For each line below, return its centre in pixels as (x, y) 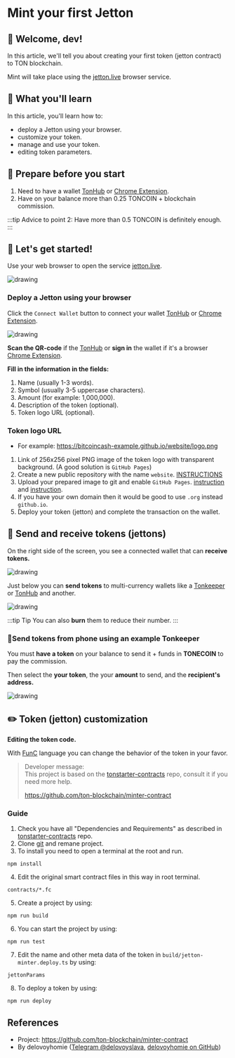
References (33, 1022)
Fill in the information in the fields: (58, 369)
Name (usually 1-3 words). (55, 382)
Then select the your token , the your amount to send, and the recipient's (114, 675)
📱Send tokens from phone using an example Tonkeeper (103, 638)
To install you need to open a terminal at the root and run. (100, 851)
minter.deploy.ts (43, 963)
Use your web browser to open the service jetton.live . (85, 266)
